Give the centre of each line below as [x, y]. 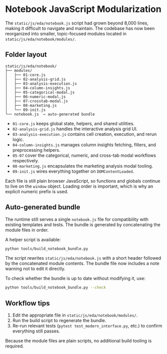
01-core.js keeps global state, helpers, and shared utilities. [73, 123]
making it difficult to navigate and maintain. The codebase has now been [80, 28]
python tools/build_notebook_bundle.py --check [56, 288]
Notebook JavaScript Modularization [83, 9]
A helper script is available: [33, 239]
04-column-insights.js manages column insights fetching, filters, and [84, 145]
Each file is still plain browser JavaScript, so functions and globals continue [83, 181]
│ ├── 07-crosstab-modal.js [37, 101]
